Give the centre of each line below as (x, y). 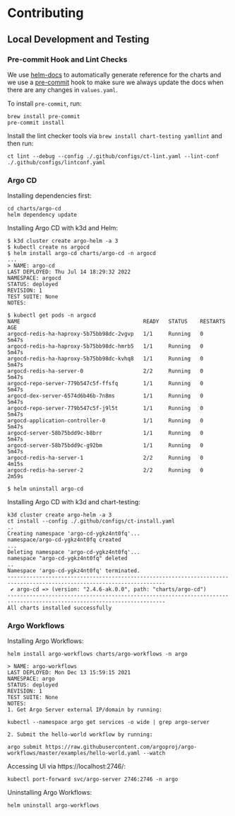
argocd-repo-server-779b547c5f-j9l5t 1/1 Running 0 (105, 409)
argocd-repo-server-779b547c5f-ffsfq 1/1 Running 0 (105, 384)
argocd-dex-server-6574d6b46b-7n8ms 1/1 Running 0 (105, 396)
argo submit (25, 747)
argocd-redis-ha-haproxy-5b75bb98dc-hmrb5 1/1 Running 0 (105, 346)
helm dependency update (42, 215)
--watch (154, 753)
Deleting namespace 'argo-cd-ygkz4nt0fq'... (74, 552)
